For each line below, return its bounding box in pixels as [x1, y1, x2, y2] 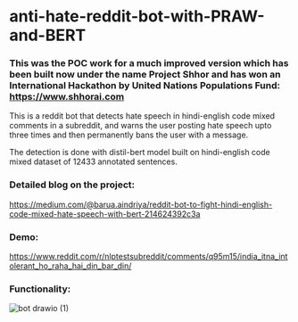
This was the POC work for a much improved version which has [9, 57, 289, 70]
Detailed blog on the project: [9, 178, 136, 191]
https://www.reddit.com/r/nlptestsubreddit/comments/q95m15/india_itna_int [9, 252, 288, 262]
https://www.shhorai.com [9, 91, 125, 103]
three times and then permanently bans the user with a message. [9, 129, 249, 140]
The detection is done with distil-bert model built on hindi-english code [9, 147, 270, 158]
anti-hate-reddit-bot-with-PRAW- [9, 6, 265, 27]
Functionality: [9, 283, 71, 295]
